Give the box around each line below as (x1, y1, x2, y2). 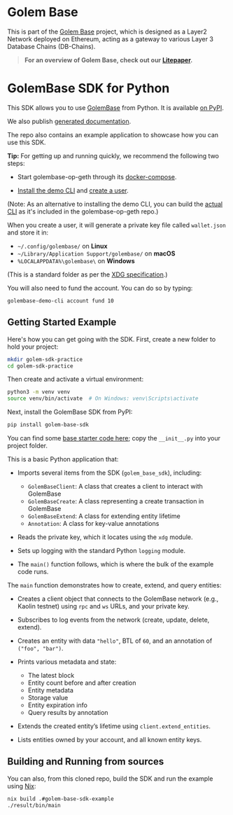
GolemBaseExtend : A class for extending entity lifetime (27, 512, 181, 520)
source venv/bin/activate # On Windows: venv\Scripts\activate (7, 395, 199, 403)
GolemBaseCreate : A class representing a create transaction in (27, 497, 204, 506)
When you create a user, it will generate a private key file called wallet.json (7, 221, 226, 229)
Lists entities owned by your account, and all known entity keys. (17, 736, 202, 744)
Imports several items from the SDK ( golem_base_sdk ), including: (17, 468, 202, 477)
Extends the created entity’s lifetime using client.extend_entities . (17, 722, 211, 730)
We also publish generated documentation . (7, 117, 132, 125)
